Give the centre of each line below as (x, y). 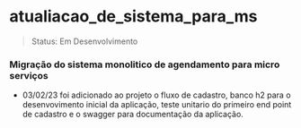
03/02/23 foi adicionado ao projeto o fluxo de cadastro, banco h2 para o (156, 95)
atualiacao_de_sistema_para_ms (133, 17)
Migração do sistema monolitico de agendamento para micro (145, 64)
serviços (29, 75)
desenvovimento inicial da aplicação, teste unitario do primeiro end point (157, 105)
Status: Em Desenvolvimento (84, 41)
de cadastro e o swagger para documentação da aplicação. (133, 115)
